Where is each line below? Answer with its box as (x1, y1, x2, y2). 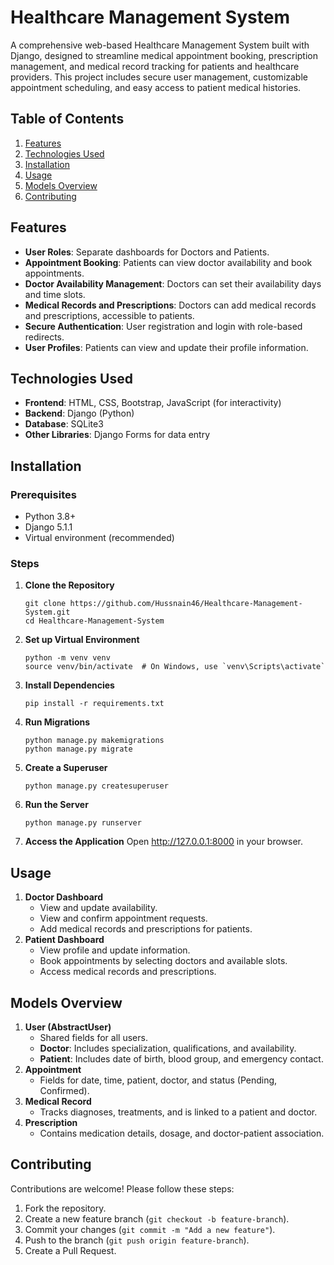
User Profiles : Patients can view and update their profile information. (24, 341, 309, 353)
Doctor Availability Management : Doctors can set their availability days (24, 277, 322, 290)
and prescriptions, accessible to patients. (24, 309, 195, 321)
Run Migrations (24, 716, 91, 728)
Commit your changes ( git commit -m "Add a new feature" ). (24, 1223, 276, 1235)
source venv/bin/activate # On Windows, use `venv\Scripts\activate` (24, 662, 326, 672)
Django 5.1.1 (24, 521, 73, 533)
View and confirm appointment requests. (39, 912, 208, 925)
